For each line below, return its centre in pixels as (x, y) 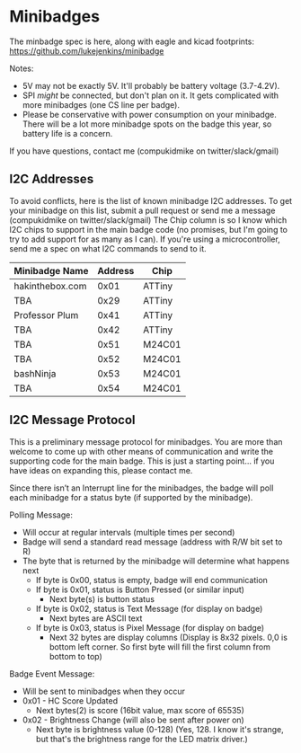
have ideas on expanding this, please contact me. (101, 470)
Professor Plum (46, 314)
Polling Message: (41, 515)
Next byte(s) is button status (102, 598)
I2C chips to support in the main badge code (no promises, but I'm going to (149, 229)
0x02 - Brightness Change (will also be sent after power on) (133, 720)
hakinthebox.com (50, 286)
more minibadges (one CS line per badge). (101, 104)
